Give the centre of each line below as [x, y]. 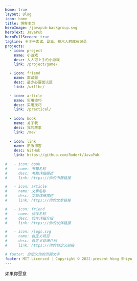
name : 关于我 [26, 123]
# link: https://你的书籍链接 [38, 178]
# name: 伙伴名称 [26, 214]
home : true [16, 10]
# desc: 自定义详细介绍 [31, 241]
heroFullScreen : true [27, 37]
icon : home [16, 19]
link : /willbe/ [29, 87]
